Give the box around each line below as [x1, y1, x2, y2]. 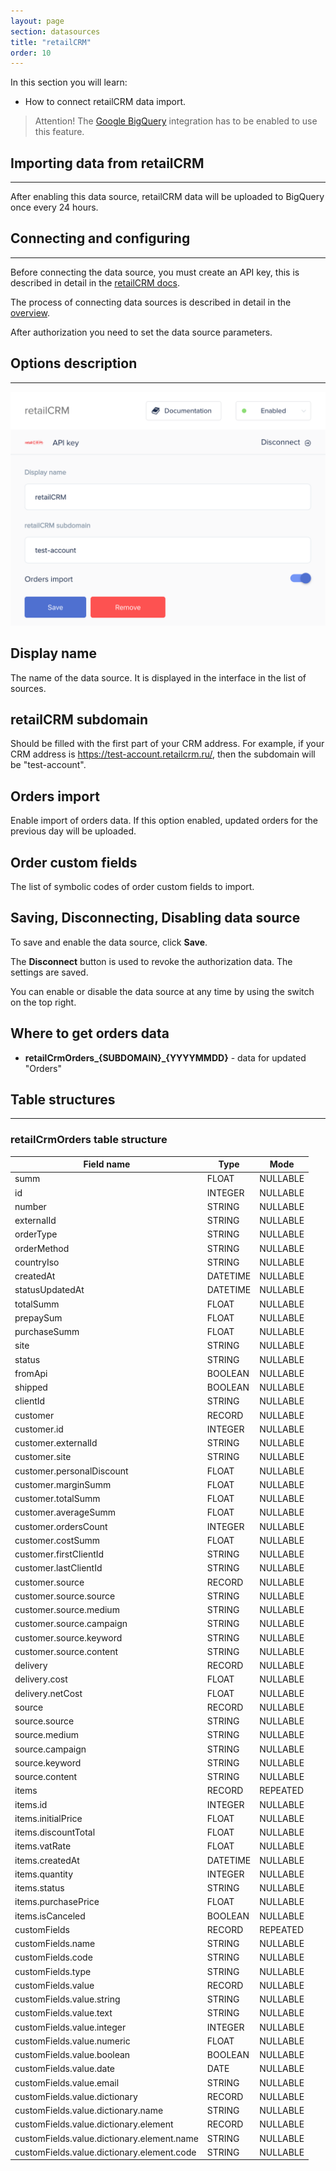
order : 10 [10, 48, 52, 58]
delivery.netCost [14, 1687, 83, 1699]
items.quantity [14, 1868, 74, 1880]
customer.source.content [14, 1645, 119, 1657]
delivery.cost [14, 1673, 68, 1685]
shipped [14, 1381, 48, 1394]
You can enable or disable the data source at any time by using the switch [10, 985, 315, 997]
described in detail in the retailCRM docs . [10, 276, 181, 289]
